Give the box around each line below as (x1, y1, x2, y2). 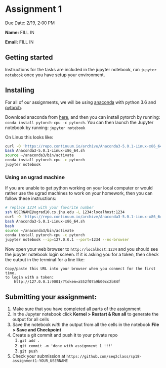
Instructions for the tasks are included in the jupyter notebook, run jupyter (5, 66, 157, 72)
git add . (19, 338, 41, 343)
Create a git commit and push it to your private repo (12, 332, 118, 338)
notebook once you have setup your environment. (5, 72, 105, 78)
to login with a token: (5, 275, 54, 280)
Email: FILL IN (5, 39, 34, 45)
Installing (5, 86, 35, 94)
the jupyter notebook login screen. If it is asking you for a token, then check (5, 251, 159, 258)
